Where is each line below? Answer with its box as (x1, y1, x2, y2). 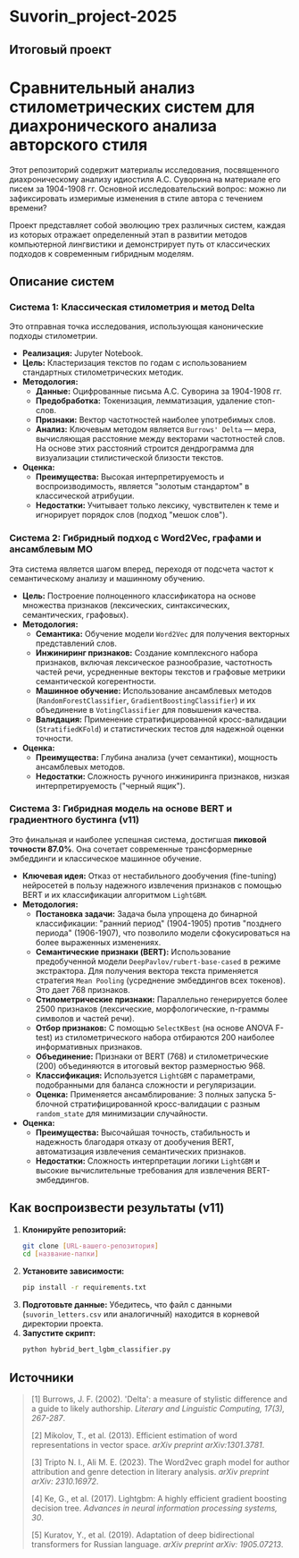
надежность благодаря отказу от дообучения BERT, (35, 1136, 235, 1147)
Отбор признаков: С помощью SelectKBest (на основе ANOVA (35, 1022, 274, 1033)
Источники (9, 1370, 74, 1385)
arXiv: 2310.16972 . (30, 1476, 99, 1486)
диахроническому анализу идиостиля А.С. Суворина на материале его (9, 174, 281, 184)
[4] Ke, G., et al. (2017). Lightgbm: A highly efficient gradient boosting (30, 1493, 287, 1503)
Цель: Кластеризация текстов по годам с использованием (21, 358, 247, 368)
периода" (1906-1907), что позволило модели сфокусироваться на (35, 927, 291, 938)
